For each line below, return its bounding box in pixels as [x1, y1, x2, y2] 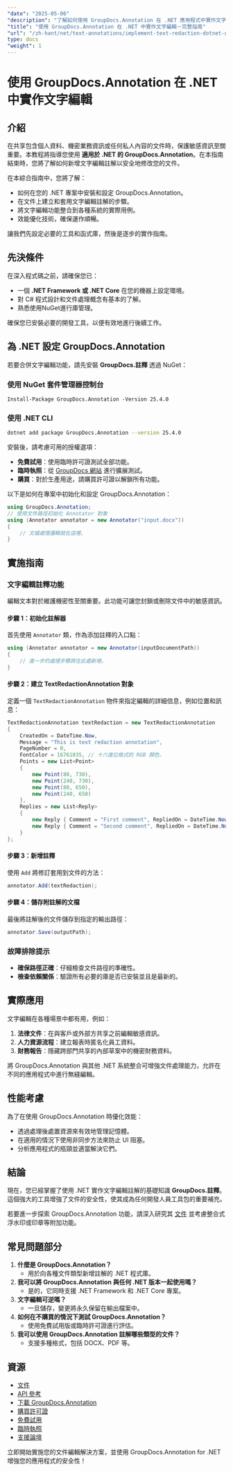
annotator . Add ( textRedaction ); [7, 882, 98, 889]
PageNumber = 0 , [19, 745, 67, 752]
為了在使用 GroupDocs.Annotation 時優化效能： [7, 1112, 144, 1120]
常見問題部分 [7, 1241, 62, 1253]
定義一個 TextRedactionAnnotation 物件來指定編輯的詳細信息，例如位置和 [7, 696, 216, 705]
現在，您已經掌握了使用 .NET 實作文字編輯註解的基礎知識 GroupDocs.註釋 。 [7, 1187, 226, 1195]
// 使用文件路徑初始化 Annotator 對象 [7, 510, 108, 517]
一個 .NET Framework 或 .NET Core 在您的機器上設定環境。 [17, 286, 189, 294]
